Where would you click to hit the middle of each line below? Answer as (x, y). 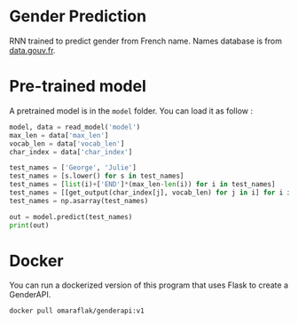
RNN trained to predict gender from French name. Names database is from (145, 41)
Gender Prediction (78, 16)
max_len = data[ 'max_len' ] (59, 135)
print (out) (29, 225)
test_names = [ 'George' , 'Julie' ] (73, 168)
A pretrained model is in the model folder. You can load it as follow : (131, 111)
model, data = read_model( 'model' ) (75, 127)
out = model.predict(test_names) (71, 217)
